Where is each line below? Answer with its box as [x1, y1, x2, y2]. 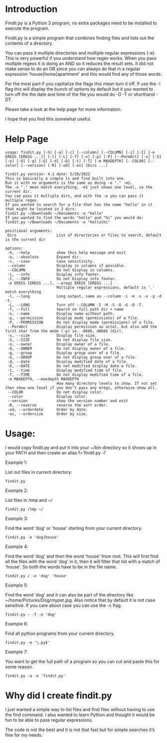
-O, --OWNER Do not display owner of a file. [7, 346, 126, 351]
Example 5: [5, 582, 28, 588]
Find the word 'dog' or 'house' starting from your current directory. [5, 525, 143, 531]
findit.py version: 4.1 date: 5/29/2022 [5, 171, 91, 176]
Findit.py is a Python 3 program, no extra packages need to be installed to [5, 20, 157, 26]
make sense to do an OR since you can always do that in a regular [5, 66, 141, 72]
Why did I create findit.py [5, 690, 112, 701]
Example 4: [5, 543, 28, 549]
